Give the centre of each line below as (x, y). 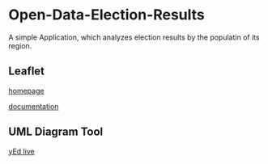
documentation (34, 106)
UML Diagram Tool (56, 132)
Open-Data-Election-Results (106, 15)
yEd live (21, 151)
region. (20, 45)
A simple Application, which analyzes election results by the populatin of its (134, 37)
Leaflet (27, 71)
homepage (26, 90)
